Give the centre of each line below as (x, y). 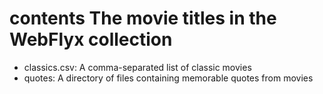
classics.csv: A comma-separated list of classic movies (137, 67)
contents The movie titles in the (143, 18)
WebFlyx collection (91, 39)
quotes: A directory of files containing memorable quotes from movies (168, 78)
